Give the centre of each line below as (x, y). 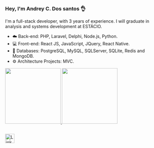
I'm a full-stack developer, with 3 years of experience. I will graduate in (77, 21)
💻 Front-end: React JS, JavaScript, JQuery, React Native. (71, 44)
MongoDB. (23, 56)
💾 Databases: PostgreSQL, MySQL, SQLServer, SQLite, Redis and (78, 51)
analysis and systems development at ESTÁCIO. (54, 27)
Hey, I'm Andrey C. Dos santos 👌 (45, 8)
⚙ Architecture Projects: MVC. (43, 61)
